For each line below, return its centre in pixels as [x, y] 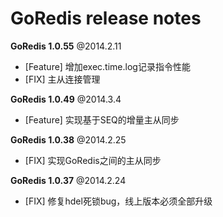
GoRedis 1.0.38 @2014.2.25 [68, 139]
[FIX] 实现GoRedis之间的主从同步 [93, 160]
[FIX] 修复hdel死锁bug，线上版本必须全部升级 [118, 201]
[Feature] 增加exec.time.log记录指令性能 [107, 66]
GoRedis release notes [106, 18]
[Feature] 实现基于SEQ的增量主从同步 [102, 119]
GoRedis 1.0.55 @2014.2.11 [66, 46]
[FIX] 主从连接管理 [62, 79]
